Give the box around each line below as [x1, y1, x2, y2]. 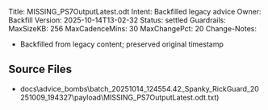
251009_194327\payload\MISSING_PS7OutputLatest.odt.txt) [19, 92, 220, 102]
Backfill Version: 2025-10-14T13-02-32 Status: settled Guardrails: [8, 15, 226, 25]
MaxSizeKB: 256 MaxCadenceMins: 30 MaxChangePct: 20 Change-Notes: [8, 24, 257, 33]
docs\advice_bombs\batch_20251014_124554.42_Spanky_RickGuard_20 [19, 84, 260, 93]
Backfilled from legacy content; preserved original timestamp [19, 39, 224, 49]
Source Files [8, 63, 73, 76]
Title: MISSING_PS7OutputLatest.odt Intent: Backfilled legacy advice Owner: [8, 7, 262, 16]
